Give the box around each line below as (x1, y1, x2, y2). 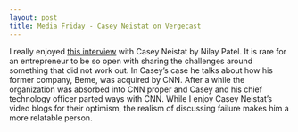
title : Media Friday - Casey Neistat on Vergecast (9, 21, 202, 30)
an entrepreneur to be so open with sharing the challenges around (9, 55, 253, 66)
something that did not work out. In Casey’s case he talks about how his (9, 64, 274, 76)
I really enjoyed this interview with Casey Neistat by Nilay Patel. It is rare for (9, 45, 287, 56)
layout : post (9, 12, 58, 22)
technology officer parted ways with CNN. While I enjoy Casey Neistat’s (9, 93, 273, 103)
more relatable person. (9, 112, 93, 123)
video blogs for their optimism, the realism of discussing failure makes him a (9, 103, 290, 113)
